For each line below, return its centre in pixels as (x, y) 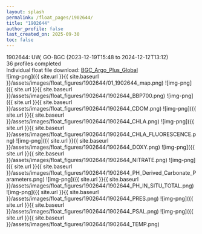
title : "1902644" (28, 23)
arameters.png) (26, 179)
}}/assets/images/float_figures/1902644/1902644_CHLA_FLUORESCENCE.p (101, 134)
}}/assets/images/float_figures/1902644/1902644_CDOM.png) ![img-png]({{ (101, 109)
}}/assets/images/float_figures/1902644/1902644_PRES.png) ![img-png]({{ (100, 198)
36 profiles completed (34, 63)
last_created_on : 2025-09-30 (43, 34)
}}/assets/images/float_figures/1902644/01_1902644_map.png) (85, 83)
